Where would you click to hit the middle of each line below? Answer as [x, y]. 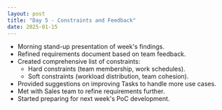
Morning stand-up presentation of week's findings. [91, 47]
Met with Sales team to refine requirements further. [91, 91]
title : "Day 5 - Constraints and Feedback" [72, 20]
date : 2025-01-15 [33, 27]
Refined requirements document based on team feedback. [102, 54]
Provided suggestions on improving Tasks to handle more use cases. [117, 84]
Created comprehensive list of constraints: [79, 62]
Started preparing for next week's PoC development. [93, 99]
